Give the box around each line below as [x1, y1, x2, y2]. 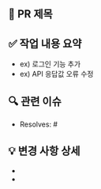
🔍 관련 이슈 [8, 94, 62, 108]
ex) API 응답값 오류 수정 [19, 70, 94, 79]
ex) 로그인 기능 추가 [19, 59, 81, 69]
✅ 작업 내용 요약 [8, 36, 82, 50]
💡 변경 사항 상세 [8, 145, 80, 158]
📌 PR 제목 [8, 7, 53, 21]
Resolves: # [19, 119, 58, 129]
